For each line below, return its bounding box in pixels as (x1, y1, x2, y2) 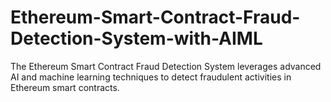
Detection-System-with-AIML (10, 27, 263, 50)
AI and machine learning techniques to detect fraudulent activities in (10, 71, 292, 83)
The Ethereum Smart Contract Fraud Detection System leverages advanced (10, 60, 322, 72)
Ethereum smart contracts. (10, 81, 120, 93)
